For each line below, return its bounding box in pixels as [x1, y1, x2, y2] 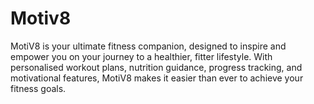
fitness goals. [10, 82, 67, 94]
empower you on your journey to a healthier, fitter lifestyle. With [10, 50, 273, 62]
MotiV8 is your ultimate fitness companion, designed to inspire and [10, 40, 287, 52]
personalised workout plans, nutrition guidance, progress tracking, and [10, 61, 303, 73]
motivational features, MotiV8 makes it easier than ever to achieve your [10, 72, 304, 84]
